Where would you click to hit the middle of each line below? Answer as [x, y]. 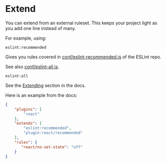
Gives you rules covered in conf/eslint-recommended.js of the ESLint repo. [83, 57]
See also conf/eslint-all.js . [32, 67]
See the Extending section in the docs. [46, 85]
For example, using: [26, 38]
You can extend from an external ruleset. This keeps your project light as [81, 23]
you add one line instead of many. [41, 28]
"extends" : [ [28, 123]
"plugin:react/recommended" [53, 133]
